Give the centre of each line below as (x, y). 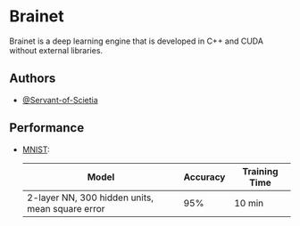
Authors (33, 79)
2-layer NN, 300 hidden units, (90, 198)
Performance (47, 128)
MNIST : (36, 149)
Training (260, 171)
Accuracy (204, 177)
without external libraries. (56, 50)
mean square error (66, 208)
